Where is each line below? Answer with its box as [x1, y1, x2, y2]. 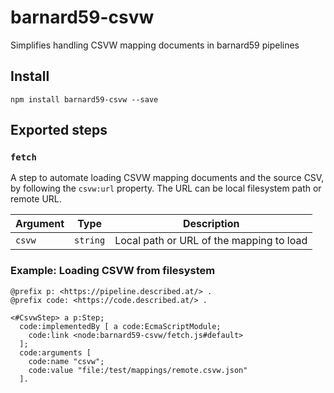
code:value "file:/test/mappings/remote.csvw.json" [28, 365, 248, 375]
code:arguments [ [19, 347, 92, 358]
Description [183, 217, 240, 231]
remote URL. [10, 193, 62, 205]
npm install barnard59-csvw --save [10, 94, 159, 105]
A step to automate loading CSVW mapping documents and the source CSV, [10, 172, 325, 184]
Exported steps [10, 122, 108, 139]
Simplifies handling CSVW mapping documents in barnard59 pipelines [10, 39, 300, 51]
